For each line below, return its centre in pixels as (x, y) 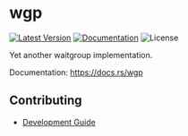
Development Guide (59, 122)
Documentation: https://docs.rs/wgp (76, 72)
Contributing (46, 101)
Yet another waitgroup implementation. (81, 55)
